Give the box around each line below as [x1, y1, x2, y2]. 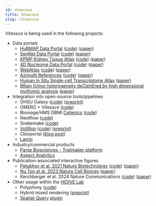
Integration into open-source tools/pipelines [12, 93, 103, 99]
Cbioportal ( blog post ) [19, 131, 66, 137]
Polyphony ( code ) [19, 184, 57, 190]
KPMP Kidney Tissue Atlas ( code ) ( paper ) [19, 56, 106, 62]
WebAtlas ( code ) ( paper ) [19, 67, 71, 73]
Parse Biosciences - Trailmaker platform [19, 147, 103, 153]
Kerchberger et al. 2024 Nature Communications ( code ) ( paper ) [19, 174, 151, 180]
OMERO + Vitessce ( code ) [19, 104, 74, 111]
